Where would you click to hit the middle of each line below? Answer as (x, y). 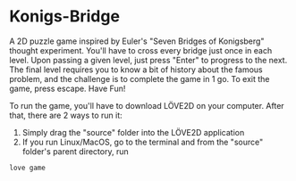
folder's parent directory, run (75, 151)
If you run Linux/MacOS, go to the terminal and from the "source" (143, 142)
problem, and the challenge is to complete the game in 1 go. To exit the (140, 78)
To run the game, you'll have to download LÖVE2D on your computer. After (147, 105)
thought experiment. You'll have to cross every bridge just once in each (141, 50)
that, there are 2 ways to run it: (66, 115)
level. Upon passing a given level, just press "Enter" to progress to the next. (148, 60)
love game (28, 168)
